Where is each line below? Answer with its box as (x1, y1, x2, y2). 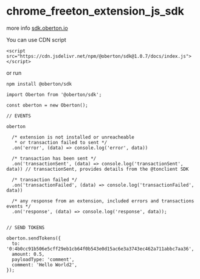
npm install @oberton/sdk (6, 81, 72, 87)
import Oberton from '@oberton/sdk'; (6, 91, 102, 98)
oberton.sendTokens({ (6, 235, 61, 241)
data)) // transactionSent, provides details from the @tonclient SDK (6, 166, 189, 172)
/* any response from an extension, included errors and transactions (12, 198, 195, 204)
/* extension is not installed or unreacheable (12, 134, 135, 140)
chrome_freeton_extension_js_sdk (6, 4, 184, 18)
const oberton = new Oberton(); (6, 102, 88, 108)
